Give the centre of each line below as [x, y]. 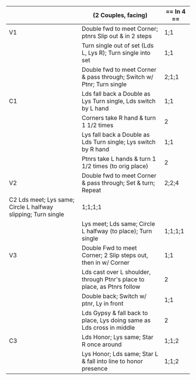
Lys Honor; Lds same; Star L [120, 354]
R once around [101, 344]
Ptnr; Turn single [104, 84]
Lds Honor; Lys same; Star [117, 337]
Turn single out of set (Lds [118, 45]
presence [94, 369]
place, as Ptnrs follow [111, 287]
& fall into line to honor [112, 361]
